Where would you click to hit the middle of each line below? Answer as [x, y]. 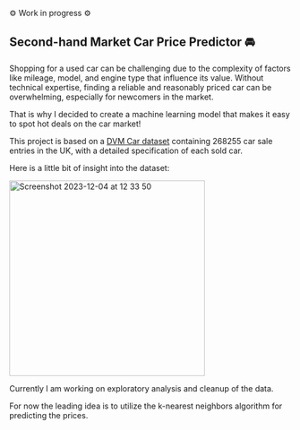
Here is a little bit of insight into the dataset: [90, 168]
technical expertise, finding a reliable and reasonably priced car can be [141, 87]
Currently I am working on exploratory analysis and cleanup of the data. [141, 388]
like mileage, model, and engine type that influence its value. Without [137, 77]
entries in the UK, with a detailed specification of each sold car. [126, 150]
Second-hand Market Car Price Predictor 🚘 [132, 43]
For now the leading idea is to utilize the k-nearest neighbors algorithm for [146, 406]
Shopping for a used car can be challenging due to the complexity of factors [150, 68]
